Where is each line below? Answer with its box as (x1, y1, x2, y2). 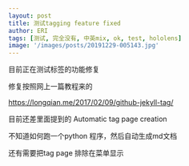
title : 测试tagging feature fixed (8, 19, 122, 27)
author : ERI (8, 26, 48, 34)
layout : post (8, 11, 52, 20)
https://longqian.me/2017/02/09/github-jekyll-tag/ (8, 98, 174, 107)
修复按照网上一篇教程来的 (8, 82, 93, 91)
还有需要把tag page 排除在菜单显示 (8, 148, 124, 158)
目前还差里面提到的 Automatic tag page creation (8, 114, 167, 124)
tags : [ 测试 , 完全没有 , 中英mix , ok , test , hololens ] (8, 34, 182, 43)
